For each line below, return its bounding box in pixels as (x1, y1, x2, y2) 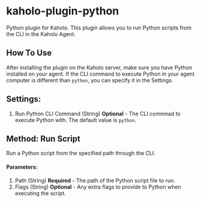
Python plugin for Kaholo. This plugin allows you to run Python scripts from (6, 24, 192, 31)
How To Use (6, 48, 52, 58)
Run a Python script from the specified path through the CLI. (6, 150, 156, 157)
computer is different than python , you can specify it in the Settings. (6, 76, 173, 83)
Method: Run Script (6, 133, 81, 144)
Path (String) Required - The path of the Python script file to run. (14, 177, 176, 184)
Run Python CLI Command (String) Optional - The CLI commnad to (14, 110, 181, 117)
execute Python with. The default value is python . (14, 116, 137, 124)
